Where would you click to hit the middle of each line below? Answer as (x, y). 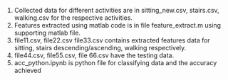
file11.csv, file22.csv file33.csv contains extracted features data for (112, 40)
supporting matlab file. (47, 33)
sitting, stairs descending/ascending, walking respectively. (100, 48)
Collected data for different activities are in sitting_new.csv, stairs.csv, (116, 10)
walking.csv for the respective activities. (73, 18)
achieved (27, 70)
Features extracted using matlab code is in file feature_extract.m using (117, 25)
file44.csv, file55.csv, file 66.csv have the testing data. (94, 55)
